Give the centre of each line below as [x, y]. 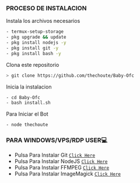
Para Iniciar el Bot [27, 114]
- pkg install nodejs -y [36, 43]
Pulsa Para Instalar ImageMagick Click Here [68, 174]
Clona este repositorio [33, 65]
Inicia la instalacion [29, 87]
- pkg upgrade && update [36, 37]
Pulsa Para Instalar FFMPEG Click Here [62, 168]
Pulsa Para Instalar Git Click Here [55, 155]
